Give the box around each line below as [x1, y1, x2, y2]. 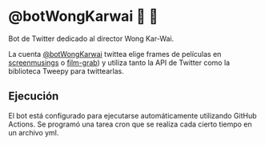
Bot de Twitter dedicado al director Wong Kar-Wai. [8, 34, 175, 43]
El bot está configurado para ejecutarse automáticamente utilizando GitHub [8, 111, 258, 120]
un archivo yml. [8, 127, 59, 137]
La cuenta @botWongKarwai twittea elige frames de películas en [8, 49, 222, 58]
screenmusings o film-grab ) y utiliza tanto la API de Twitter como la [8, 58, 231, 67]
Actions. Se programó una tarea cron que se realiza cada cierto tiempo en [8, 119, 252, 129]
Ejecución [8, 90, 59, 103]
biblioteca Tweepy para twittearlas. [8, 66, 124, 75]
